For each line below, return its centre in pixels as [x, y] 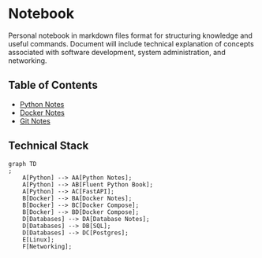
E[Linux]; [39, 240]
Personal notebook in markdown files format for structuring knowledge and [130, 35]
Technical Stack [49, 146]
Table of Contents [53, 85]
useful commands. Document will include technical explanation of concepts [131, 43]
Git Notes [35, 121]
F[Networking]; [47, 246]
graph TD [22, 164]
